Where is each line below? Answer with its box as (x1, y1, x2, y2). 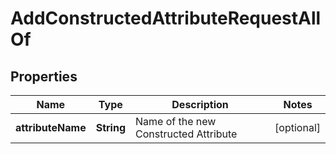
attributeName (15, 121, 87, 134)
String (95, 121, 126, 134)
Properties (10, 68, 78, 85)
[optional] (274, 121, 321, 134)
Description (171, 98, 229, 111)
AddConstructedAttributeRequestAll (10, 7, 322, 30)
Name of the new (134, 115, 217, 128)
